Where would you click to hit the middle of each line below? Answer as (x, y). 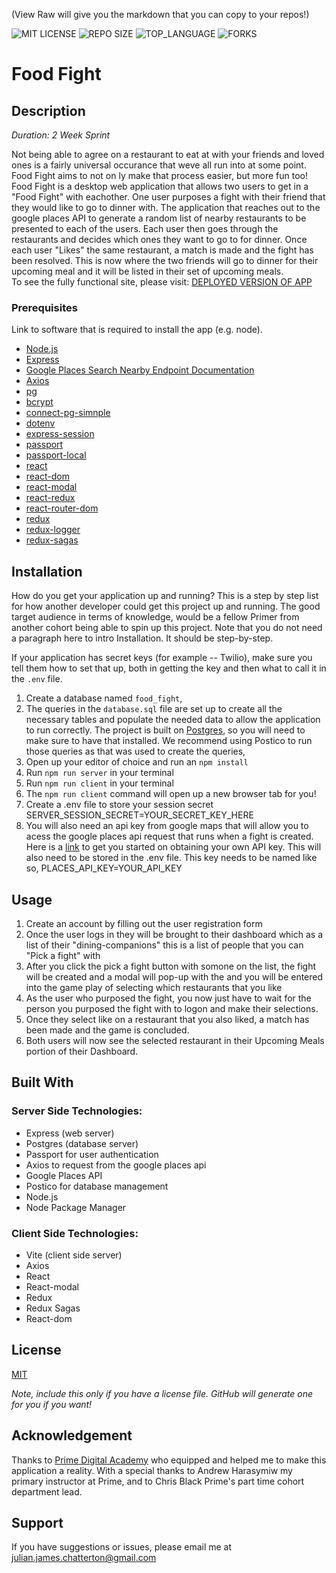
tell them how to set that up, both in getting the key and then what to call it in (169, 668)
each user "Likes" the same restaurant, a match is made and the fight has (162, 250)
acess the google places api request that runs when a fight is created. (169, 836)
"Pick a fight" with (63, 955)
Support (37, 1522)
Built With (42, 1082)
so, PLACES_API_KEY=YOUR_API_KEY (104, 868)
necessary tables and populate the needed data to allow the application (173, 720)
